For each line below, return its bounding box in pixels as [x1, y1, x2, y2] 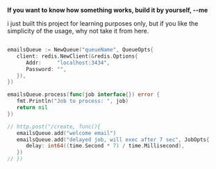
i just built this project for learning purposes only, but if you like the [7, 19, 199, 27]
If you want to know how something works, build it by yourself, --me [7, 6, 208, 14]
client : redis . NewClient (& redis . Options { [16, 52, 138, 60]
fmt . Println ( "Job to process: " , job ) [16, 97, 129, 105]
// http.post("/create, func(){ [7, 123, 101, 130]
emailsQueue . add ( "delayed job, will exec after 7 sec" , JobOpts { [16, 136, 210, 143]
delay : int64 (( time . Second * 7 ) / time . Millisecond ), [25, 143, 185, 150]
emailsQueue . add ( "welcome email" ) [16, 129, 117, 136]
